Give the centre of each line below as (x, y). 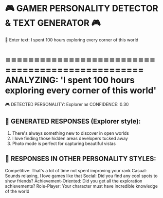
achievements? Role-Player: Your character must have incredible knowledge (81, 186)
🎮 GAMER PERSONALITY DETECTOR (82, 9)
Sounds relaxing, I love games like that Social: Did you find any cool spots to (81, 176)
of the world (17, 191)
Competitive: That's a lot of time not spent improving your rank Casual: (76, 170)
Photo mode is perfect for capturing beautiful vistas (64, 144)
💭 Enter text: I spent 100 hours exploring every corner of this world (72, 40)
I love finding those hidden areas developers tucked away (70, 138)
